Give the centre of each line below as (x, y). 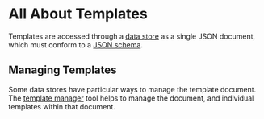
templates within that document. (62, 106)
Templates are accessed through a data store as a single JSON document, (132, 36)
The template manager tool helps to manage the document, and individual (131, 98)
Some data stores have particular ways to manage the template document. (132, 89)
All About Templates (78, 14)
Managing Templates (63, 70)
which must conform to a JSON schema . (76, 44)
